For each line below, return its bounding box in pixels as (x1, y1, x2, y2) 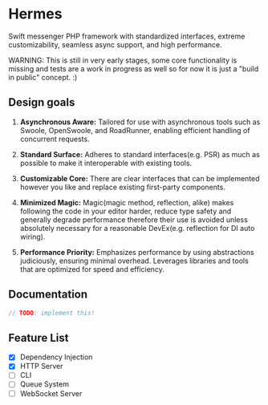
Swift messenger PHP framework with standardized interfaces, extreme (8, 31, 246, 41)
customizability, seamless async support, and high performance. (8, 39, 222, 49)
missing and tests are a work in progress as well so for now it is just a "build (8, 63, 259, 73)
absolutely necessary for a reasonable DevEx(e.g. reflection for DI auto (19, 223, 255, 233)
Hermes (8, 5, 63, 23)
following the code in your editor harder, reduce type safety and (19, 206, 232, 216)
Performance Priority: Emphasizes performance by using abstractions (19, 247, 254, 257)
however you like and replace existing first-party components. (19, 182, 226, 192)
